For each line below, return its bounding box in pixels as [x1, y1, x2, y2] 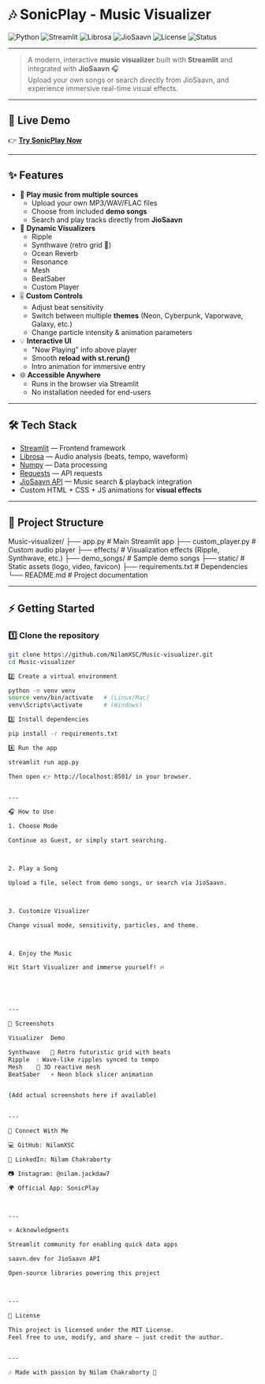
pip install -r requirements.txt [8, 730, 118, 737]
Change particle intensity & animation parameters [31, 327, 192, 337]
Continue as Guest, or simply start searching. [8, 836, 168, 845]
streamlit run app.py [8, 758, 80, 766]
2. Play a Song [8, 865, 58, 873]
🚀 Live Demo [8, 114, 71, 127]
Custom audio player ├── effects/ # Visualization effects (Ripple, [8, 545, 220, 555]
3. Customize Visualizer [8, 907, 90, 914]
